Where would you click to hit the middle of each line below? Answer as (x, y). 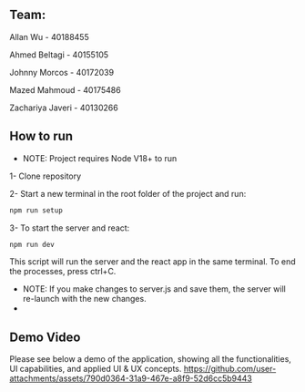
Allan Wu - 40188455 (49, 36)
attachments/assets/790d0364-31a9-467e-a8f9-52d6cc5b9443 (131, 378)
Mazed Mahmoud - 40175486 (65, 89)
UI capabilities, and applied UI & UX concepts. (96, 369)
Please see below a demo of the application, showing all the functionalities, (150, 359)
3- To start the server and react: (70, 228)
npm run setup (36, 210)
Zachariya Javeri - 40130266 (64, 108)
